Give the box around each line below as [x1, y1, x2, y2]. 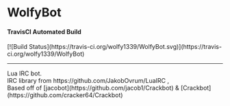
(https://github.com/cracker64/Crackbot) [7, 91, 123, 99]
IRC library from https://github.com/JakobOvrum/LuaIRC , [7, 77, 170, 85]
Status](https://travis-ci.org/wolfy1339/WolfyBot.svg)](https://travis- [28, 43, 222, 51]
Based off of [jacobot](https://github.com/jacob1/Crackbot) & [7, 84, 179, 92]
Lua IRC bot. [7, 69, 42, 77]
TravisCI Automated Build [7, 27, 82, 35]
